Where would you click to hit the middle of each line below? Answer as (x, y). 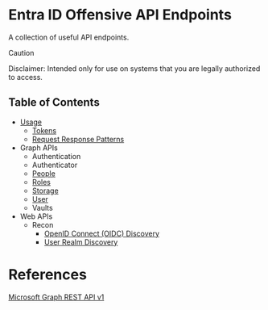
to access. (25, 77)
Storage (45, 191)
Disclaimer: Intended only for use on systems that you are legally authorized (134, 68)
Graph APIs (39, 148)
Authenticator (55, 165)
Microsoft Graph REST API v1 (56, 297)
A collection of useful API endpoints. (69, 37)
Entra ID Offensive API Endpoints (120, 15)
